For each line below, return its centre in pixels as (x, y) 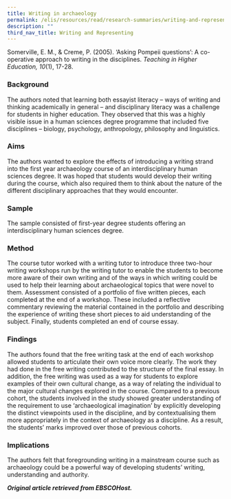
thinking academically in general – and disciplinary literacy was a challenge (113, 106)
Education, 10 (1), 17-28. (40, 67)
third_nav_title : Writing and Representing (70, 33)
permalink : (23, 20)
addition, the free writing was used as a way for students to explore (102, 376)
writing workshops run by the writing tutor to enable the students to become (115, 270)
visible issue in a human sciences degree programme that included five (108, 121)
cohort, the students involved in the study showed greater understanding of (114, 398)
